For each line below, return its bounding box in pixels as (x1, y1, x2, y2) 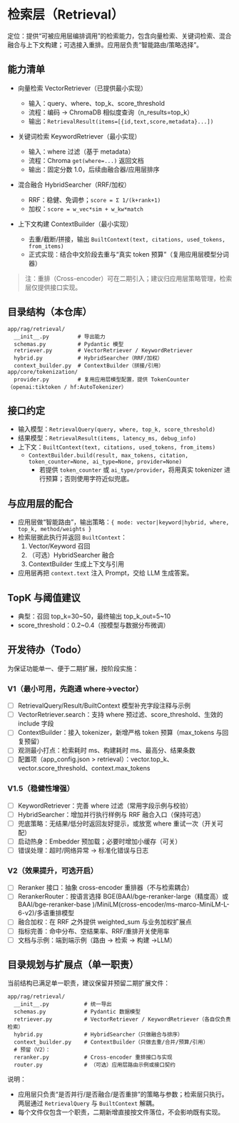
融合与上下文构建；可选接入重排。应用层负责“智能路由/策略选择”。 (7, 40, 203, 49)
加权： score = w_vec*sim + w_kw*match (28, 204, 144, 213)
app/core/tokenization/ (7, 368, 78, 375)
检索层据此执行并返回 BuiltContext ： (17, 533, 127, 542)
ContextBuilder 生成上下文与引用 (28, 560, 125, 568)
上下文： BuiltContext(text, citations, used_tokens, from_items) (17, 442, 216, 451)
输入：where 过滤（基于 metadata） (28, 147, 135, 156)
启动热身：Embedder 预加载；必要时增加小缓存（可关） (17, 837, 182, 846)
